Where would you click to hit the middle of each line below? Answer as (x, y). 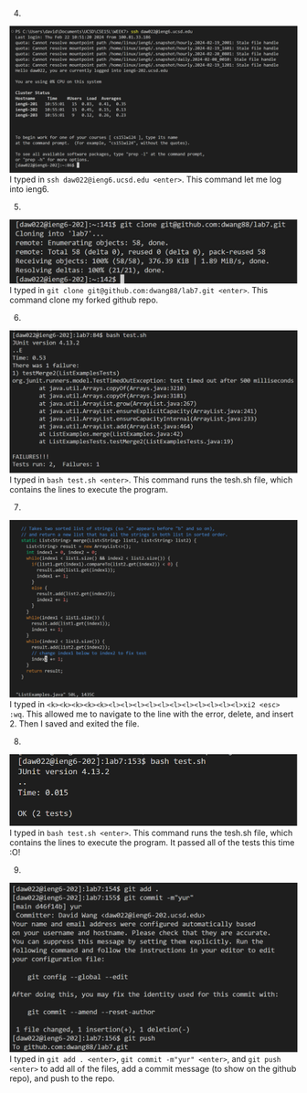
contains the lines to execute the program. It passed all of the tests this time (152, 843)
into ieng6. (30, 189)
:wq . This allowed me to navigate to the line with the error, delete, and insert (152, 714)
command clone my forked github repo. (84, 300)
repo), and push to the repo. (63, 1078)
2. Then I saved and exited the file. (74, 724)
